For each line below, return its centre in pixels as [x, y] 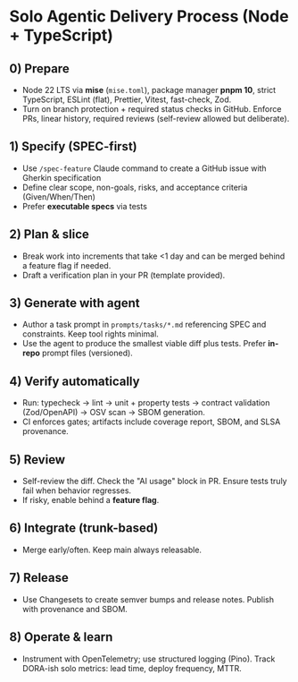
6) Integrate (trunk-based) [84, 529]
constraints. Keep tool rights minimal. [90, 334]
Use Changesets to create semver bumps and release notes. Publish [148, 599]
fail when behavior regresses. [77, 490]
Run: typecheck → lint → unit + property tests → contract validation [146, 403]
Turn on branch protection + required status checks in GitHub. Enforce [152, 109]
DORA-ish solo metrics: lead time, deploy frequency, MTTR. [132, 668]
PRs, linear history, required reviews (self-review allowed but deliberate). [156, 119]
